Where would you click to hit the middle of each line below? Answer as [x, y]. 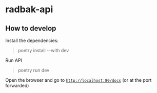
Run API [14, 60]
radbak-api [29, 9]
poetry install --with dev [43, 50]
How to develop [31, 28]
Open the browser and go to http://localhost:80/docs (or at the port [78, 80]
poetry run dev [34, 70]
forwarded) [17, 86]
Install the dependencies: [32, 40]
